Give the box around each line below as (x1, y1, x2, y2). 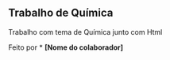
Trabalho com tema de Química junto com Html (8, 27, 163, 36)
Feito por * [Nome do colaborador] (8, 43, 124, 52)
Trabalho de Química (8, 6, 114, 20)
